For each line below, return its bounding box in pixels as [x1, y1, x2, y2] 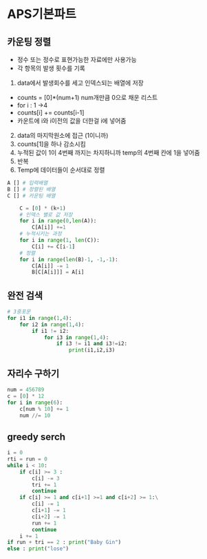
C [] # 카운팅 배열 [7, 192, 56, 199]
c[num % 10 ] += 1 [19, 405, 69, 412]
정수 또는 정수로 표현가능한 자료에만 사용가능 [17, 56, 138, 63]
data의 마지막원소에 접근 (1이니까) [17, 132, 109, 139]
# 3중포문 [7, 308, 31, 316]
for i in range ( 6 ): [7, 399, 63, 406]
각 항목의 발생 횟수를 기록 [17, 64, 86, 72]
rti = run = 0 [7, 456, 48, 463]
